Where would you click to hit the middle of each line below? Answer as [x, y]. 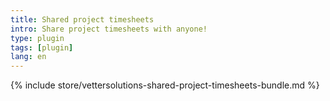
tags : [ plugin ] [42, 47]
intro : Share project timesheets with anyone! [109, 29]
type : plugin [37, 38]
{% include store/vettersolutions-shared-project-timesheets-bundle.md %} [165, 85]
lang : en [28, 57]
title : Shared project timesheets [82, 19]
